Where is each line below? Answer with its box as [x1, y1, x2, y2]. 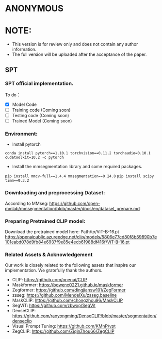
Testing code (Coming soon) [12, 112, 69, 118]
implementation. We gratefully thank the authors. [5, 268, 103, 273]
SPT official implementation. [5, 80, 74, 87]
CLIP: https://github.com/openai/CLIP [12, 277, 87, 283]
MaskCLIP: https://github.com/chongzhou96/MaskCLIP [12, 297, 123, 304]
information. [12, 47, 36, 52]
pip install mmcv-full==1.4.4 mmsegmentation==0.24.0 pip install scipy [5, 174, 154, 179]
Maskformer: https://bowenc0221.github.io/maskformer [12, 282, 124, 288]
